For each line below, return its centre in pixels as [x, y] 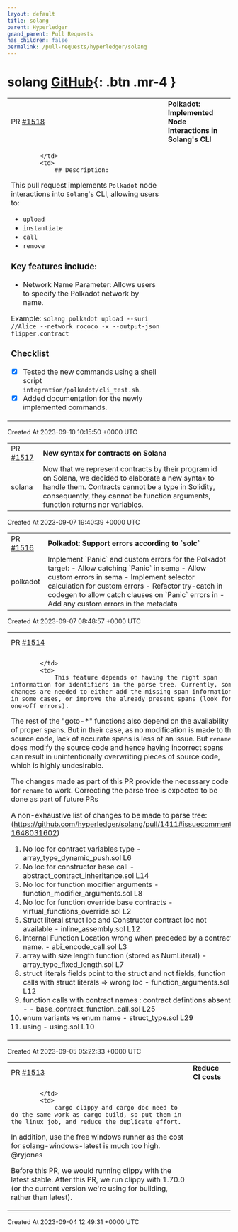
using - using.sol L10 [59, 1027]
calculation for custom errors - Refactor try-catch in [135, 586]
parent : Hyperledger [38, 27]
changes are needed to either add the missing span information [121, 691]
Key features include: [54, 267]
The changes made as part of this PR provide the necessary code [120, 781]
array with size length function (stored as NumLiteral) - [115, 955]
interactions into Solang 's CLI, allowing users [85, 194]
